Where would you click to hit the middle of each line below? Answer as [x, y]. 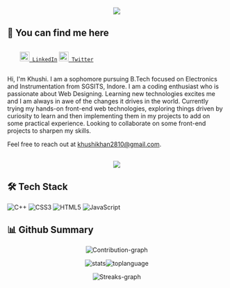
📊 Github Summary [50, 230]
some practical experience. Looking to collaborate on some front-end [107, 123]
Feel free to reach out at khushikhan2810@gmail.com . [84, 144]
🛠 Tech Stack [38, 187]
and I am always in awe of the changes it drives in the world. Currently [108, 102]
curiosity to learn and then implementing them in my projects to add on [109, 116]
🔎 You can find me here [58, 32]
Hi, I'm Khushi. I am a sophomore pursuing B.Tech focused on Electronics [112, 79]
